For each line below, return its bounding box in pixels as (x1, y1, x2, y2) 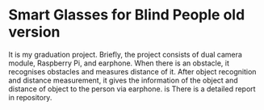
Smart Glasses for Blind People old (8, 6, 245, 24)
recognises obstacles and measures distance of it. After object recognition (8, 66, 257, 76)
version (8, 23, 61, 41)
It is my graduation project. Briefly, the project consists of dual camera (8, 49, 242, 59)
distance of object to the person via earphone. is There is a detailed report (8, 83, 256, 94)
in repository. (8, 92, 52, 102)
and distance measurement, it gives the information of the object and (8, 75, 238, 85)
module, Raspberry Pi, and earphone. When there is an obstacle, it (8, 58, 230, 68)
